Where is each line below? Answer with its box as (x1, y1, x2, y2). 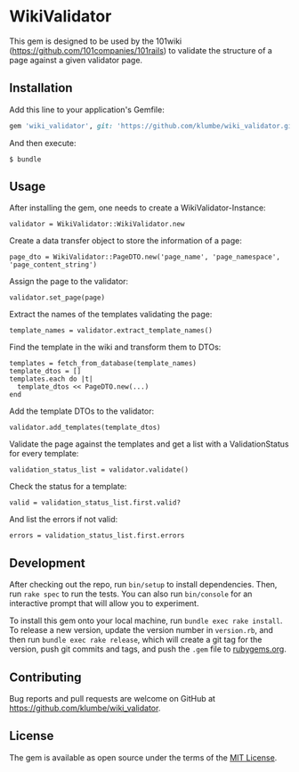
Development (9, 555, 86, 571)
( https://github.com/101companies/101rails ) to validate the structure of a (9, 45, 273, 55)
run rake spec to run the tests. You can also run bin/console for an (9, 588, 253, 599)
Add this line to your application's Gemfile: (9, 104, 165, 115)
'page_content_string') (9, 260, 98, 269)
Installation (9, 80, 73, 95)
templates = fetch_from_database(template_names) (9, 359, 198, 368)
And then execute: (9, 137, 77, 148)
